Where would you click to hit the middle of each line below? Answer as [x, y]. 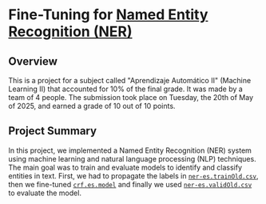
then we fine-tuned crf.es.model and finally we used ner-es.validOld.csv [130, 184]
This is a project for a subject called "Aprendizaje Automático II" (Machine [130, 80]
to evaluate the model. [45, 193]
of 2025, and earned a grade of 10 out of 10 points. [92, 106]
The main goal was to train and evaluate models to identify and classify [125, 167]
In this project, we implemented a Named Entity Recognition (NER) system [130, 150]
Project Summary [53, 131]
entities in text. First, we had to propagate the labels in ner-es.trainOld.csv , [133, 176]
